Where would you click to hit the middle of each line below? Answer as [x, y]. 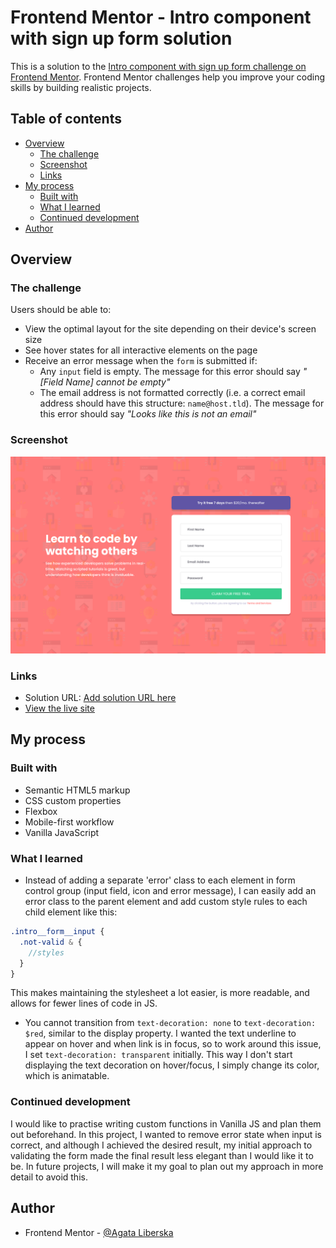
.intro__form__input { [57, 932]
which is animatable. [67, 1076]
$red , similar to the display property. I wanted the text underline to [160, 1033]
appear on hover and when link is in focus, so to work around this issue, [173, 1044]
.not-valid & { [51, 942]
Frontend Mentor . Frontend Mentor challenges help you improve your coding [168, 77]
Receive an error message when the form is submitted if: [141, 361]
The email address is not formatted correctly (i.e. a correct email [172, 393]
